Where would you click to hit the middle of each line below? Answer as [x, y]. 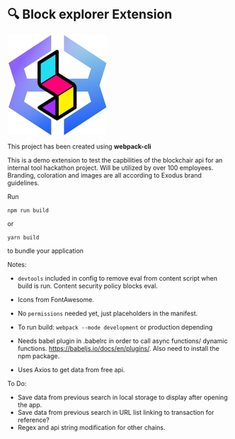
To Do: [17, 383]
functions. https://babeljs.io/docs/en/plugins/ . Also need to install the [118, 348]
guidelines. [23, 183]
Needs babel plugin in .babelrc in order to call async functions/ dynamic [122, 341]
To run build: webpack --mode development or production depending [115, 327]
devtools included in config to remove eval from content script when [117, 278]
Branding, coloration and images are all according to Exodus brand [104, 175]
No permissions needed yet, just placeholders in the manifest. [108, 313]
